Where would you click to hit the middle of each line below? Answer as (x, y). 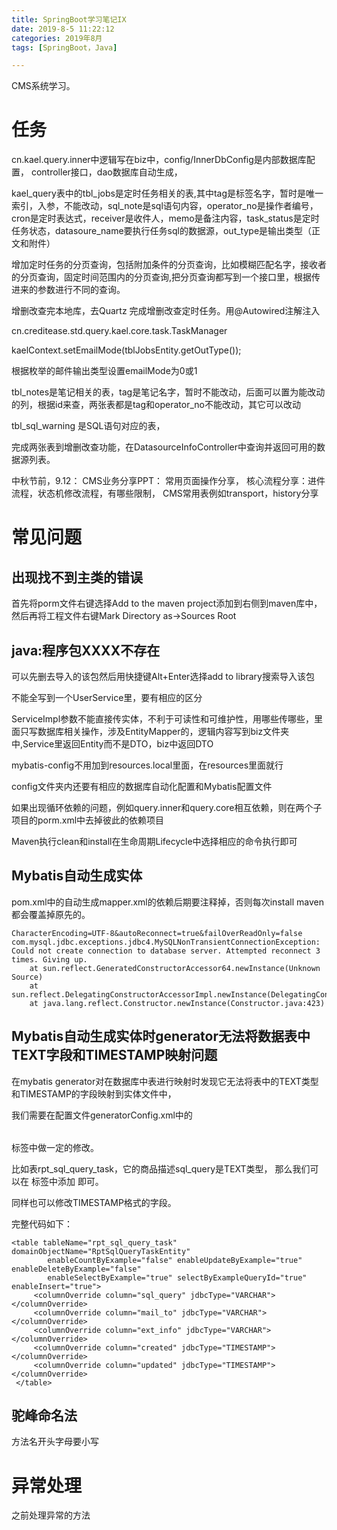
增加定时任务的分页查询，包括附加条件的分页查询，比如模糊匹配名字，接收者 (169, 265)
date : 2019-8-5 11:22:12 (63, 29)
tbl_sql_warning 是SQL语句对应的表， (88, 426)
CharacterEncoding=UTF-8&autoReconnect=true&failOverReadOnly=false (157, 933)
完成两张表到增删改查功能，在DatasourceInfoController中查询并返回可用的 (164, 447)
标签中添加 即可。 (67, 1181)
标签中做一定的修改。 (55, 1147)
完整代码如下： (42, 1223)
